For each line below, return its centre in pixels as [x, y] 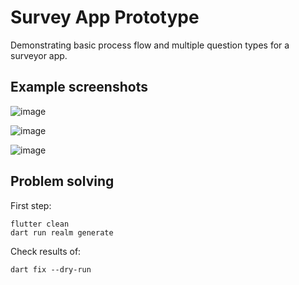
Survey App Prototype [105, 17]
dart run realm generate [62, 232]
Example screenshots [79, 87]
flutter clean [40, 224]
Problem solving [62, 181]
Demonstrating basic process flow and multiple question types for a [150, 45]
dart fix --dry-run [51, 269]
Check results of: [46, 251]
